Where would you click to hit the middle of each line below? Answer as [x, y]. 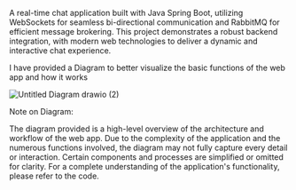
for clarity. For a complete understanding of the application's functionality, [144, 166]
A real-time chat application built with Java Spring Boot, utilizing [126, 13]
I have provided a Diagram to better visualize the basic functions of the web [148, 67]
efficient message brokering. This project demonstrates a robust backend [144, 32]
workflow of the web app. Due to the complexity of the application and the [145, 138]
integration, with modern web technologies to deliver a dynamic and [133, 41]
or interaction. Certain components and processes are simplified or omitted [146, 157]
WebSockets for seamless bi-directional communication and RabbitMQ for [145, 22]
